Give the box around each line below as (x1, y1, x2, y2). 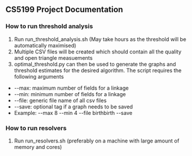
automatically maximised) (14, 42, 77, 49)
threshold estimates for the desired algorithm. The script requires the (14, 67, 182, 74)
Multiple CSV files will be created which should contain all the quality (14, 48, 182, 55)
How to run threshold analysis (5, 22, 94, 30)
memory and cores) (14, 143, 62, 150)
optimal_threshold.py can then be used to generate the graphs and (14, 60, 176, 67)
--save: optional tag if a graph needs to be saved (14, 103, 133, 110)
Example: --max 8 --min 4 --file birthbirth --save (14, 109, 133, 116)
